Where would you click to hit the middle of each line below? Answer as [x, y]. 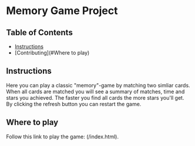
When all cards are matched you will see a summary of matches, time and [95, 91]
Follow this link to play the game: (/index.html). [63, 137]
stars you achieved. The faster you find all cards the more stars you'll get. [95, 97]
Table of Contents [40, 33]
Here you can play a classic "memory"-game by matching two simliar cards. [98, 85]
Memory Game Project [62, 11]
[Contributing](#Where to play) [52, 53]
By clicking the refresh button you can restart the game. [74, 104]
